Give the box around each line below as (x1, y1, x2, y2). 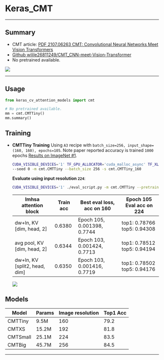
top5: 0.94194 (122, 245, 156, 252)
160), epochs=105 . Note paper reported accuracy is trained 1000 (25, 147, 154, 153)
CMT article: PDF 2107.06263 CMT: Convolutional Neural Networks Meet (12, 41, 159, 47)
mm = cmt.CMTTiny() (5, 111, 45, 116)
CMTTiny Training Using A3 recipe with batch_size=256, (12, 142, 126, 148)
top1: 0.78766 (122, 219, 156, 226)
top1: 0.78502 (122, 259, 156, 266)
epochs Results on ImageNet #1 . (12, 152, 77, 158)
